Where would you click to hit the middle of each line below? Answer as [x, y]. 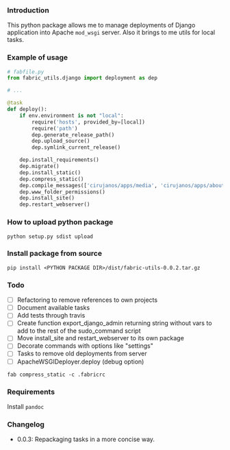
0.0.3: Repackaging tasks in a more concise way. [86, 439]
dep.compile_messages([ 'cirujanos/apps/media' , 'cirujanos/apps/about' [124, 185]
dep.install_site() [47, 198]
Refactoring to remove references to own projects [87, 300]
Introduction [28, 10]
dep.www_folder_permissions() [63, 192]
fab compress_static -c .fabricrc [56, 375]
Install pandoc [26, 406]
